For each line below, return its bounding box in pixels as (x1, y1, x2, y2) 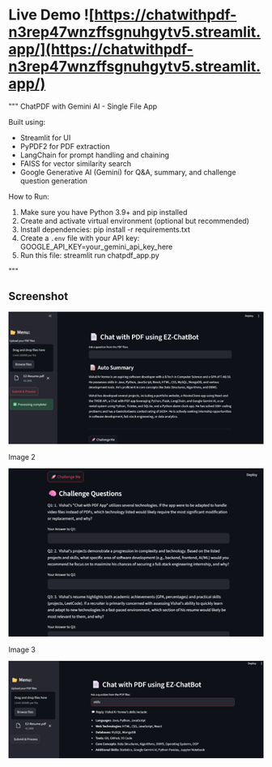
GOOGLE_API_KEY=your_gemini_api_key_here (19, 242, 173, 251)
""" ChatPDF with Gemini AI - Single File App (8, 101, 158, 111)
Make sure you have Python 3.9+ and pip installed (19, 207, 188, 216)
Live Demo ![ (8, 6, 95, 24)
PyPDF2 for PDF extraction (19, 141, 111, 151)
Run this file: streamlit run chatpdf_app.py (19, 250, 159, 260)
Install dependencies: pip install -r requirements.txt (19, 225, 190, 234)
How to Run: (8, 191, 50, 201)
